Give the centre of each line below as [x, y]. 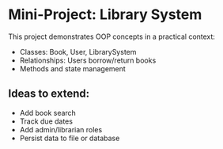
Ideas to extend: [49, 94]
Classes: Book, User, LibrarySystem [78, 52]
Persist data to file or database [70, 138]
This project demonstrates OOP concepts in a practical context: [112, 36]
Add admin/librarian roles [61, 129]
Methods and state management [73, 68]
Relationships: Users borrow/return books [88, 60]
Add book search [48, 113]
